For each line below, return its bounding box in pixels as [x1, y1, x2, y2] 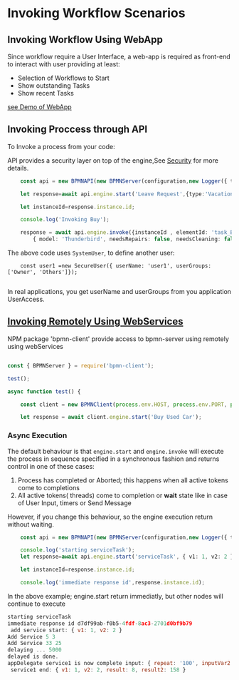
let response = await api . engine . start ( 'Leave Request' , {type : [20, 191, 205, 198]
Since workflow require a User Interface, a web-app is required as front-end [7, 52, 231, 61]
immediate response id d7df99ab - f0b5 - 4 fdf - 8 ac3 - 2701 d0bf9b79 [7, 619, 193, 627]
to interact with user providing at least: [7, 60, 121, 68]
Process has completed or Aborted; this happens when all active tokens [17, 476, 229, 484]
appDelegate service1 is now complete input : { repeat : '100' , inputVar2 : [7, 660, 234, 667]
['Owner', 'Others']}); [7, 269, 78, 276]
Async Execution [7, 430, 68, 440]
